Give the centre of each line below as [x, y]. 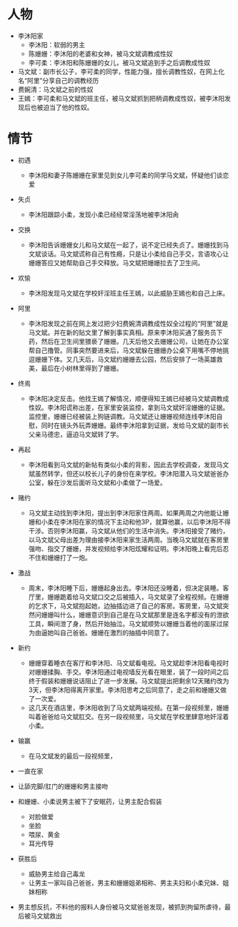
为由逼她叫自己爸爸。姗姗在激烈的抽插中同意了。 [100, 633]
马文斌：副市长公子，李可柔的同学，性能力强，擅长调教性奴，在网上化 [121, 71]
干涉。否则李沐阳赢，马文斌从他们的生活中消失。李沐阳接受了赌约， [129, 530]
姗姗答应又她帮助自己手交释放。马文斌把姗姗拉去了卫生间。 [116, 262]
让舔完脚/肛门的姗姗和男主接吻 [63, 786]
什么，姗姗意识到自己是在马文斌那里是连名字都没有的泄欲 [144, 615]
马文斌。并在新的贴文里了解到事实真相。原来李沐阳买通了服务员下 [125, 332]
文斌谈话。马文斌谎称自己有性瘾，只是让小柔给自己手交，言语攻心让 [129, 254]
